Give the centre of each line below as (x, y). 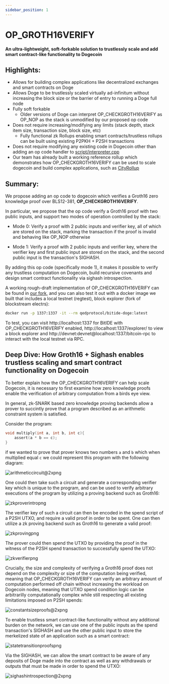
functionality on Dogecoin (47, 371)
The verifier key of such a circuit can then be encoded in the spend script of (84, 512)
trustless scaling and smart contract (64, 363)
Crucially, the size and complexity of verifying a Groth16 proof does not (79, 568)
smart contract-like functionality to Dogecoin (54, 54)
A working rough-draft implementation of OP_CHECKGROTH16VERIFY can (82, 288)
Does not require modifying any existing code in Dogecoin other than (84, 146)
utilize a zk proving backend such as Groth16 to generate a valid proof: (79, 523)
